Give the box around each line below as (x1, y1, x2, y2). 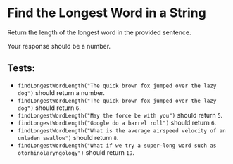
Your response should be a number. (7, 42, 111, 50)
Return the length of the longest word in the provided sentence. (7, 28, 191, 37)
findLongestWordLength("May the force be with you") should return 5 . (17, 111, 223, 119)
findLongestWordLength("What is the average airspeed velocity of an (17, 127, 227, 134)
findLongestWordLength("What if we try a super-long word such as (17, 142, 217, 149)
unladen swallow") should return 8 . (17, 133, 119, 141)
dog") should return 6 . (17, 103, 81, 112)
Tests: (7, 62, 35, 75)
